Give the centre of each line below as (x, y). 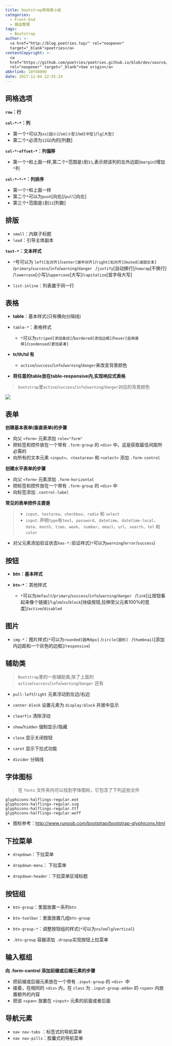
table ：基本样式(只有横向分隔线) (47, 316)
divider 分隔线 (28, 759)
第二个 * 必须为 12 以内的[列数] (42, 140)
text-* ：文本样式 (24, 251)
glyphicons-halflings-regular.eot (42, 800)
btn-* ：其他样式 (30, 585)
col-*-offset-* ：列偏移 (30, 151)
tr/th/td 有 (24, 354)
